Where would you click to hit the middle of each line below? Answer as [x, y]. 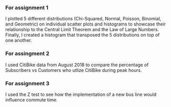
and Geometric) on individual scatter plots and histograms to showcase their [86, 24]
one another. [19, 40]
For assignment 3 [27, 83]
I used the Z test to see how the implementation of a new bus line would [81, 94]
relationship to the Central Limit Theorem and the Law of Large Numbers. [82, 30]
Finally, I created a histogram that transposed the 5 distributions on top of [82, 35]
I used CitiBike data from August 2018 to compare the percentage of [77, 65]
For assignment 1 [27, 8]
